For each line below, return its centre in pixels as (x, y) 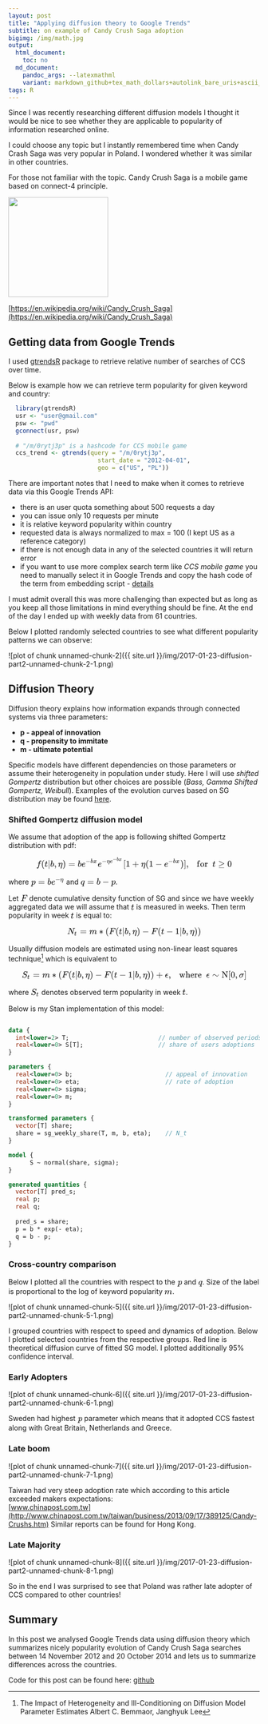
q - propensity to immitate (64, 741)
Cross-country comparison (63, 1264)
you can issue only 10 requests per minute (89, 516)
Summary (33, 1620)
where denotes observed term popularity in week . (98, 992)
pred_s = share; (42, 1221)
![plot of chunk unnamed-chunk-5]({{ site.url (82, 1307)
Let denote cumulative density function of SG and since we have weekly (131, 898)
